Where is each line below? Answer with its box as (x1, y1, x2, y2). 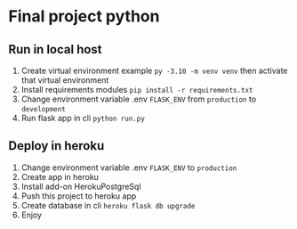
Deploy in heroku (8, 138, 105, 153)
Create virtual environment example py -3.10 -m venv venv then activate (20, 65, 288, 76)
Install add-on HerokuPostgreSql (20, 181, 141, 192)
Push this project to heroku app (20, 190, 137, 201)
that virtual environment (20, 75, 109, 86)
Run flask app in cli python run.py (20, 113, 146, 123)
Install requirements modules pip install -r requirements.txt (20, 85, 253, 94)
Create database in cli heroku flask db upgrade (20, 200, 196, 210)
